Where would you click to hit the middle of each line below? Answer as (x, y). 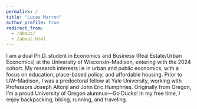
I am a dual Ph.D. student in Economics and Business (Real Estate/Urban (94, 56)
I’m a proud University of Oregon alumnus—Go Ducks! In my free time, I (93, 93)
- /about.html (29, 39)
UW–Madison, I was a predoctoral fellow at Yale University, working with (94, 81)
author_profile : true (33, 22)
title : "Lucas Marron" (34, 17)
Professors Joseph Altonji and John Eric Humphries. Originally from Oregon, (99, 87)
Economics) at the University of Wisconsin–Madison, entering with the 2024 (98, 62)
